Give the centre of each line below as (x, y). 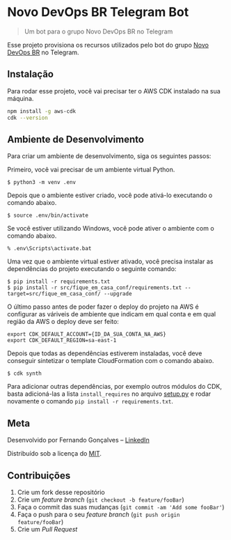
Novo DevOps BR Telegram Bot (98, 12)
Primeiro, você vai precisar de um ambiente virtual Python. (91, 170)
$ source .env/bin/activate (48, 216)
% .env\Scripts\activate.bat (49, 249)
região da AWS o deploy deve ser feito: (63, 322)
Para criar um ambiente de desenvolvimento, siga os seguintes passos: (109, 156)
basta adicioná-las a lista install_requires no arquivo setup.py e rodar (109, 394)
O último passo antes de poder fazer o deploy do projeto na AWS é (103, 307)
